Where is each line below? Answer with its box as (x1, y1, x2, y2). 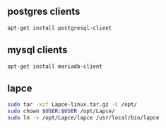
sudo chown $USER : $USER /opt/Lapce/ (7, 107, 115, 115)
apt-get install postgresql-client (7, 24, 112, 31)
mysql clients (7, 44, 68, 56)
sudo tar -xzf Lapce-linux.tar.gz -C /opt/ (7, 101, 138, 108)
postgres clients (7, 6, 81, 18)
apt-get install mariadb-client (7, 63, 102, 70)
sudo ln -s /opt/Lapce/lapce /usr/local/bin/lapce (7, 114, 160, 121)
